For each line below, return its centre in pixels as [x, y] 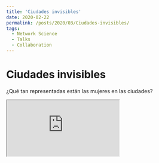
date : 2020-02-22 [28, 17]
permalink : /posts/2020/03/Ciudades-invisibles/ [68, 23]
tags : [13, 28]
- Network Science [35, 34]
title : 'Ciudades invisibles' [44, 12]
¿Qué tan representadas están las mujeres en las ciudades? [79, 91]
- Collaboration [32, 45]
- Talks [21, 39]
